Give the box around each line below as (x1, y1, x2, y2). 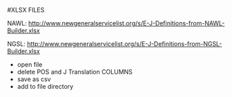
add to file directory (17, 83, 74, 90)
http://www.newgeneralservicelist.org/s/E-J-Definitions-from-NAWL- (28, 19, 225, 27)
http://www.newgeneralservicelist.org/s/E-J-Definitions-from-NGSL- (26, 40, 222, 47)
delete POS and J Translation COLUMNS (17, 68, 133, 76)
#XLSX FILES (7, 6, 45, 14)
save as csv (17, 75, 51, 83)
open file (17, 61, 43, 68)
